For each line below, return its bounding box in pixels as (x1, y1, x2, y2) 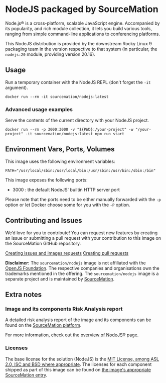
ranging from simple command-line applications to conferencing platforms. (5, 31, 160, 37)
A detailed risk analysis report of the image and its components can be (5, 317, 151, 323)
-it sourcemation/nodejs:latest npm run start (25, 132, 124, 137)
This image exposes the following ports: (5, 177, 88, 183)
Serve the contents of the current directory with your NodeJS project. (5, 117, 149, 124)
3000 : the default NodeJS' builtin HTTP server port (12, 186, 120, 193)
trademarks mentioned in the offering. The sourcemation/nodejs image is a (5, 270, 159, 276)
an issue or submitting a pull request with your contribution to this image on (5, 235, 161, 241)
